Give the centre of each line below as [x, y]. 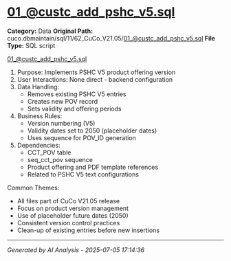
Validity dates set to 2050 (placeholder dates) [92, 130]
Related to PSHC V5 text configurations [83, 174]
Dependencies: [38, 145]
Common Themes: [33, 188]
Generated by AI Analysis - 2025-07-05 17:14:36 [76, 250]
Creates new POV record [63, 101]
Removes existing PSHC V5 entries [77, 94]
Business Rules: [40, 116]
